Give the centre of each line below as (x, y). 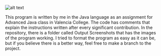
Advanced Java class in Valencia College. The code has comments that (78, 22)
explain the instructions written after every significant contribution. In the (79, 28)
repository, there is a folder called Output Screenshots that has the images (80, 33)
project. (13, 48)
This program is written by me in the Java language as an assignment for (79, 17)
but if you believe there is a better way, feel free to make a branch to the (78, 43)
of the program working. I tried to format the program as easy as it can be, (80, 38)
